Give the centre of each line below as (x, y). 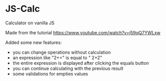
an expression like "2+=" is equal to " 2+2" (57, 57)
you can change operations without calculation (61, 52)
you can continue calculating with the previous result (68, 68)
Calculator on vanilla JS (30, 23)
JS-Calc (23, 9)
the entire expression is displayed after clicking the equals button (81, 63)
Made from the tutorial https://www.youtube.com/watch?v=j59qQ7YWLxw (83, 32)
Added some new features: (34, 42)
